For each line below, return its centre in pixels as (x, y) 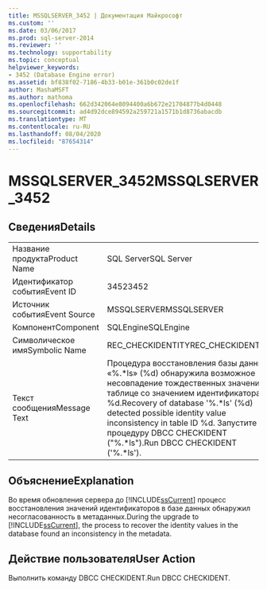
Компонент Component (56, 327)
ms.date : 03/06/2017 (43, 30)
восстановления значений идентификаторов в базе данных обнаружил (130, 508)
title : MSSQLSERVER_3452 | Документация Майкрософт (95, 16)
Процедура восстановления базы (172, 363)
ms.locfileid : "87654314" (51, 141)
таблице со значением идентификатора (184, 393)
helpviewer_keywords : (44, 68)
